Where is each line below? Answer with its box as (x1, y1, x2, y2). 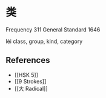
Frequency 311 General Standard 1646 (5, 25, 101, 33)
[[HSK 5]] (14, 71, 39, 79)
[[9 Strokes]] (14, 77, 47, 85)
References (5, 55, 50, 65)
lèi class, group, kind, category (5, 38, 83, 45)
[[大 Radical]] (14, 85, 48, 92)
